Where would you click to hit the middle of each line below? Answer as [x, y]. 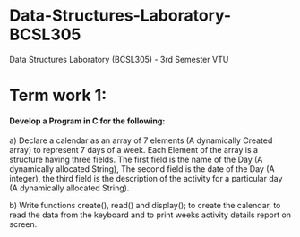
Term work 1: [58, 96]
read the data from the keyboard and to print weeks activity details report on [150, 215]
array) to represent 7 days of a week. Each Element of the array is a [133, 150]
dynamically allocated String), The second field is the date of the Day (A [142, 169]
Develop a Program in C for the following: [87, 121]
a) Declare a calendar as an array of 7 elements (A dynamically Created [141, 140]
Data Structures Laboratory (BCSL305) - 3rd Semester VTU [119, 59]
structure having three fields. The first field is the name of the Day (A [136, 160]
